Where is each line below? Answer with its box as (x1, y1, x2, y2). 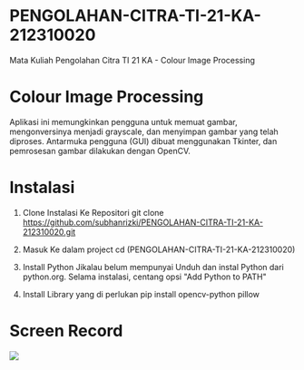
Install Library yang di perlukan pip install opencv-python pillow (22, 288, 260, 299)
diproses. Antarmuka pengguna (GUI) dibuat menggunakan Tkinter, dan (9, 135, 278, 146)
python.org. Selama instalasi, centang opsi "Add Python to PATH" (22, 271, 267, 282)
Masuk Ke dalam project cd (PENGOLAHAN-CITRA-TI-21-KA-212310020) (22, 244, 296, 255)
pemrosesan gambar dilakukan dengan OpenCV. (9, 145, 191, 156)
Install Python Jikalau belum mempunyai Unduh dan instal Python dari (22, 261, 284, 272)
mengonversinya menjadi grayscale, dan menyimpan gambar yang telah (9, 126, 279, 137)
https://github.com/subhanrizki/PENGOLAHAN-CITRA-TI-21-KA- (22, 217, 263, 228)
